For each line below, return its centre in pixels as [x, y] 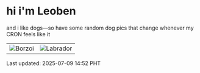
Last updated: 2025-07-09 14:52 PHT [54, 63]
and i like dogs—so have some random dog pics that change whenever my [100, 28]
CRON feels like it [28, 34]
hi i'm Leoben [41, 11]
